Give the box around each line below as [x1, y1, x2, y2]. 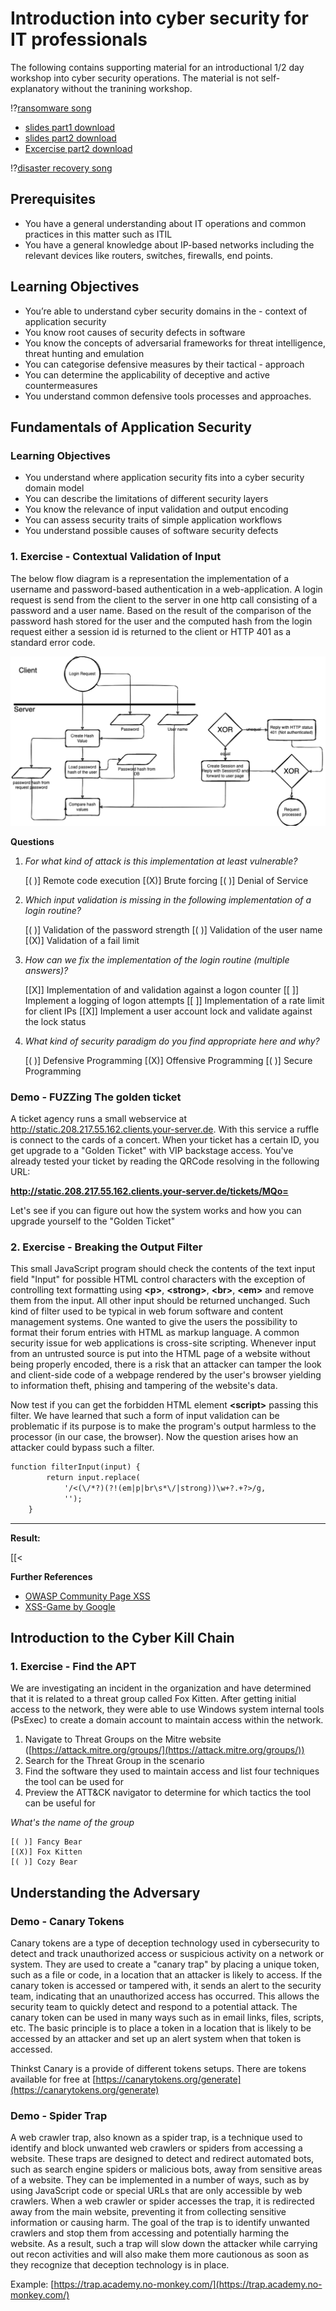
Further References [10, 1570, 93, 1582]
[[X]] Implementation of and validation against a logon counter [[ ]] [24, 983, 300, 996]
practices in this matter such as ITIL [24, 228, 173, 240]
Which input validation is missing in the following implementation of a [24, 893, 312, 906]
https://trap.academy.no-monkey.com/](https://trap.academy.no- [53, 2278, 323, 2291]
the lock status [24, 1015, 87, 1027]
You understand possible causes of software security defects [24, 525, 279, 537]
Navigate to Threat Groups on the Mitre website [24, 1733, 222, 1746]
